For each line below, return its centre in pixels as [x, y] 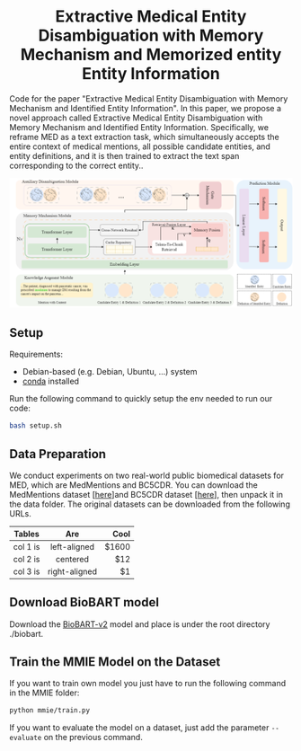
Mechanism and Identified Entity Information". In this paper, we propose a [145, 108]
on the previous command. [93, 738]
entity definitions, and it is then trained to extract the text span [124, 155]
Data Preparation [58, 454]
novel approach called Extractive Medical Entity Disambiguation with [136, 118]
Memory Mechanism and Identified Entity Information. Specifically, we [139, 127]
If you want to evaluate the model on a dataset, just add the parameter [139, 728]
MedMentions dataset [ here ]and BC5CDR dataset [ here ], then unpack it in [146, 495]
